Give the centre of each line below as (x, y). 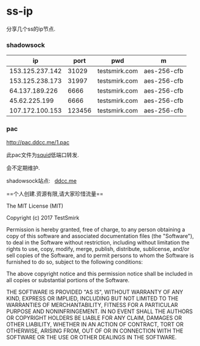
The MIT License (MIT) (35, 206)
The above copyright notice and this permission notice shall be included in (99, 274)
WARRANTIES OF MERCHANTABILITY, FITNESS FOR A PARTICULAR (92, 305)
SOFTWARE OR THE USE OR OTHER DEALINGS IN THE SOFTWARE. (91, 337)
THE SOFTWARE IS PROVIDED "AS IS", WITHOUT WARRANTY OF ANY (95, 292)
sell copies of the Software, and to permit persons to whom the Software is (100, 255)
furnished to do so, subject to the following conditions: (74, 262)
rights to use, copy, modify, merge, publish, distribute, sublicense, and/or (98, 249)
